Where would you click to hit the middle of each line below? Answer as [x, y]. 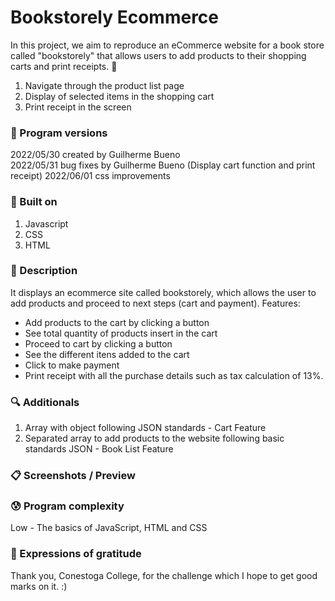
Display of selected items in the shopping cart [119, 96]
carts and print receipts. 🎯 [64, 66]
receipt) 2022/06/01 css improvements [90, 176]
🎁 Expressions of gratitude [76, 554]
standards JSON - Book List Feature [99, 449]
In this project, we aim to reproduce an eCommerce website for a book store [167, 45]
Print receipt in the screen [78, 107]
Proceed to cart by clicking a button [98, 343]
